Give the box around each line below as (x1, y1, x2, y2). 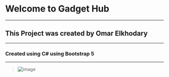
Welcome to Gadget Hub (5, 3, 110, 15)
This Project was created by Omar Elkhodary (5, 29, 148, 38)
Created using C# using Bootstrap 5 (5, 50, 95, 57)
